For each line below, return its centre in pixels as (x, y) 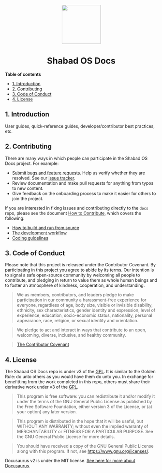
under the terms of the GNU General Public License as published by (84, 402)
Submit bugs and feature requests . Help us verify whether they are (78, 173)
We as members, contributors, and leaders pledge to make (75, 295)
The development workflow (39, 233)
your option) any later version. (47, 412)
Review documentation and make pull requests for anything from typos (83, 183)
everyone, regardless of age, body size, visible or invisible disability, (85, 305)
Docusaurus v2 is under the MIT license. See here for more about (70, 461)
